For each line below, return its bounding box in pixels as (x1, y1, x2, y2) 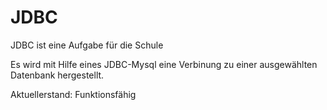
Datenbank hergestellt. (10, 69, 105, 81)
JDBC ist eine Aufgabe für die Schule (10, 39, 164, 51)
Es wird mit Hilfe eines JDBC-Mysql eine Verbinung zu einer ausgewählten (10, 58, 318, 70)
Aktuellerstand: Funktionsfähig (10, 88, 137, 100)
